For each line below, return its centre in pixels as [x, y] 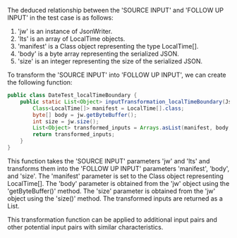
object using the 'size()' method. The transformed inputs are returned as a [115, 198]
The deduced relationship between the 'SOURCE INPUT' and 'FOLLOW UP [116, 10]
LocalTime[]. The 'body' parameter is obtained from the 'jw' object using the [119, 183]
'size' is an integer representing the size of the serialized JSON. [110, 61]
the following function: [40, 82]
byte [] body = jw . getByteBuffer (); [85, 115]
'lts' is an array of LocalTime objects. [71, 39]
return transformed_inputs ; [74, 134]
